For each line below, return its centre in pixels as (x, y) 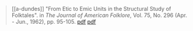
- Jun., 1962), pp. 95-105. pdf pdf (54, 22)
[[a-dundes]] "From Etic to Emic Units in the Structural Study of (91, 9)
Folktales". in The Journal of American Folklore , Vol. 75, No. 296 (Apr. (99, 15)
